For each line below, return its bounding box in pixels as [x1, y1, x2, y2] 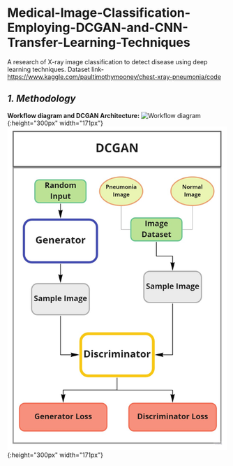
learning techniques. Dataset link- [7, 65, 105, 73]
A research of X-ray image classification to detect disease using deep [7, 57, 208, 66]
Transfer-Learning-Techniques [7, 35, 190, 50]
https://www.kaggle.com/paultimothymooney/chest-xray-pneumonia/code [7, 72, 222, 81]
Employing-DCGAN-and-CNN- [7, 20, 188, 36]
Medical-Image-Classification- [7, 5, 190, 21]
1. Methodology [7, 93, 76, 105]
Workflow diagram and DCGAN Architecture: [7, 111, 140, 119]
